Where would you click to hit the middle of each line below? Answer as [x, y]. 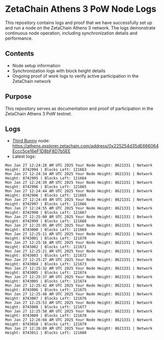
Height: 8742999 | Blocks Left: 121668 [46, 221]
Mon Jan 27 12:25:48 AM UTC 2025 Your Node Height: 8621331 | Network [79, 294]
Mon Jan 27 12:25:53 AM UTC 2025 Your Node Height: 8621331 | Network [79, 303]
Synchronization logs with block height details [59, 71]
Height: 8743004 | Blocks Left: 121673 [46, 264]
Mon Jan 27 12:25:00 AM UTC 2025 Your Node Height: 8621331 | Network [79, 217]
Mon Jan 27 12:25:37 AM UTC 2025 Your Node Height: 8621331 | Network [79, 277]
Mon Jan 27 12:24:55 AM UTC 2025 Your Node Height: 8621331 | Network [79, 209]
